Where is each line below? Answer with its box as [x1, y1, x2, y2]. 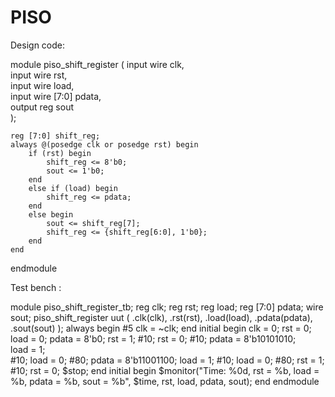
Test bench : [10, 281, 62, 293]
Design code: [10, 39, 66, 51]
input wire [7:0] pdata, [10, 90, 102, 102]
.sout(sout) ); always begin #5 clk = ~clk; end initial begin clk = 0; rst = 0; [10, 322, 312, 334]
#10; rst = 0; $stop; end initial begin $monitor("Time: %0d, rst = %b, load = [10, 364, 320, 376]
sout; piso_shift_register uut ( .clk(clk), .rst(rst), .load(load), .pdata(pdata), [10, 311, 313, 323]
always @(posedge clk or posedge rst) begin [10, 139, 199, 150]
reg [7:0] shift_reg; [10, 131, 101, 141]
